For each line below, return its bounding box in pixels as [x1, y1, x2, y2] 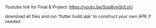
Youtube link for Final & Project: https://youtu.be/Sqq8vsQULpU [5, 4, 133, 10]
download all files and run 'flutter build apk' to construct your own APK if [5, 14, 151, 19]
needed [5, 19, 20, 24]
